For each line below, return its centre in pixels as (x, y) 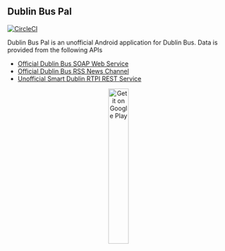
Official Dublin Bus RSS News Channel (73, 71)
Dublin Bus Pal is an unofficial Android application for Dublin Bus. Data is (112, 42)
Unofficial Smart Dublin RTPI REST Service (79, 78)
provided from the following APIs (55, 49)
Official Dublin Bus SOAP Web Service (73, 64)
